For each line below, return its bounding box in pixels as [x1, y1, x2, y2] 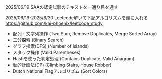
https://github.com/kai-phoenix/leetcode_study [5, 20, 103, 26]
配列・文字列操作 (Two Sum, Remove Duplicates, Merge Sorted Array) [12, 31, 157, 36]
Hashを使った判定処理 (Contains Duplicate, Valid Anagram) [12, 56, 135, 61]
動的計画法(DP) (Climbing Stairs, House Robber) [12, 62, 112, 68]
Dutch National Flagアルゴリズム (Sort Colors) [12, 68, 108, 74]
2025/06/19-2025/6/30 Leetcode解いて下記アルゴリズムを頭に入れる [5, 15, 148, 21]
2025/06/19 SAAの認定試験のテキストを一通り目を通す [5, 4, 119, 10]
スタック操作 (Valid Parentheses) [12, 49, 81, 55]
